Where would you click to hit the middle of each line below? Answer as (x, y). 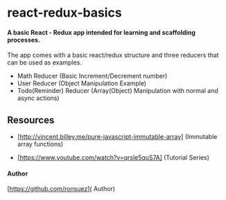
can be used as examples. (44, 62)
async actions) (38, 98)
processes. (24, 40)
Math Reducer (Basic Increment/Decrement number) (92, 76)
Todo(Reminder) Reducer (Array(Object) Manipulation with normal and (118, 91)
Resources (31, 120)
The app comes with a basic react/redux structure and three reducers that (113, 55)
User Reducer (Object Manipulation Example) (82, 83)
